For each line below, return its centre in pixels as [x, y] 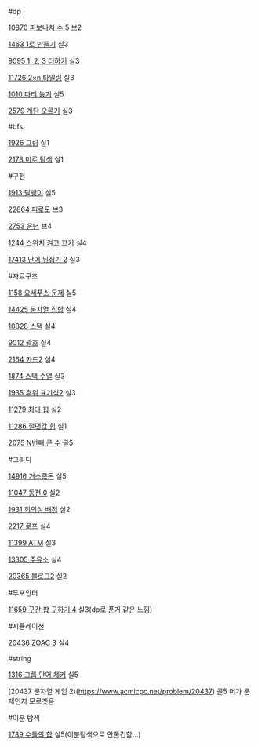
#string [20, 659]
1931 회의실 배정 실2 [39, 509]
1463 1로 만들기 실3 [38, 44]
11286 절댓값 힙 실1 [38, 426]
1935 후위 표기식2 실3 [42, 393]
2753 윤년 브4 [30, 226]
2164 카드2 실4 [32, 359]
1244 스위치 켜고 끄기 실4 [47, 243]
